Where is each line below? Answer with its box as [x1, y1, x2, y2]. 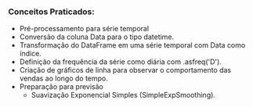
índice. [19, 49, 42, 59]
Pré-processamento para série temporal [19, 24, 150, 34]
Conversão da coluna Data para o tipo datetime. [19, 32, 175, 41]
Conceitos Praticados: [8, 6, 96, 17]
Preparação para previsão [19, 82, 104, 91]
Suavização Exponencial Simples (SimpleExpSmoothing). [31, 91, 215, 100]
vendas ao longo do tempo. [19, 73, 108, 84]
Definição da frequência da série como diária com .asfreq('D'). [19, 57, 222, 66]
